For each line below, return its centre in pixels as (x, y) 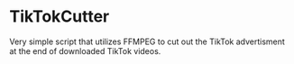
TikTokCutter (60, 17)
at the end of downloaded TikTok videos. (85, 50)
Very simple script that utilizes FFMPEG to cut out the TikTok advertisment (147, 41)
